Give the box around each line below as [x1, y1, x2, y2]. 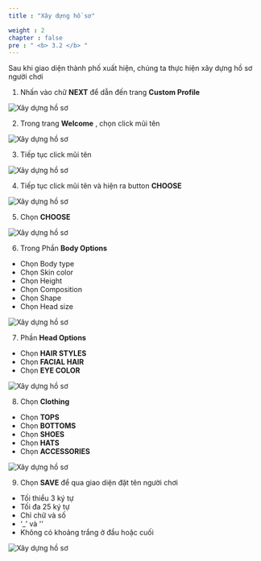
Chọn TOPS [19, 412, 60, 423]
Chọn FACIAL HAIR [19, 357, 85, 367]
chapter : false [8, 34, 63, 42]
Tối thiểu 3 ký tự [19, 493, 74, 503]
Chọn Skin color [19, 267, 74, 278]
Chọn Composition [19, 285, 83, 295]
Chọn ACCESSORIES [19, 447, 90, 456]
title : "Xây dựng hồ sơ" [8, 11, 95, 20]
